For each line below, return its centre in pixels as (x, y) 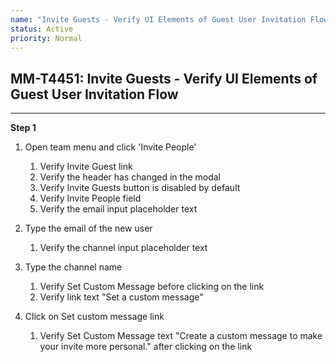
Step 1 (23, 128)
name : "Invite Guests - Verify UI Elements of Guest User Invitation (158, 19)
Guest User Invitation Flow (94, 94)
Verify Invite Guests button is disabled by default (140, 188)
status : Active (42, 29)
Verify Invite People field (90, 198)
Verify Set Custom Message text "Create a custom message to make (181, 336)
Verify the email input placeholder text (118, 209)
